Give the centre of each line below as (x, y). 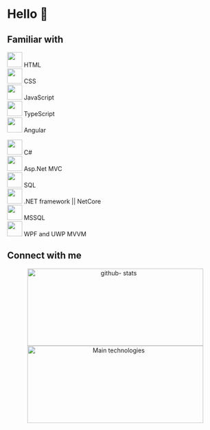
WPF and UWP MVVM (55, 234)
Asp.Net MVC (43, 169)
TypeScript (39, 114)
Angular (35, 130)
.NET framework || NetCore (62, 201)
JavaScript (39, 98)
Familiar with (35, 39)
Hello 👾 (27, 14)
